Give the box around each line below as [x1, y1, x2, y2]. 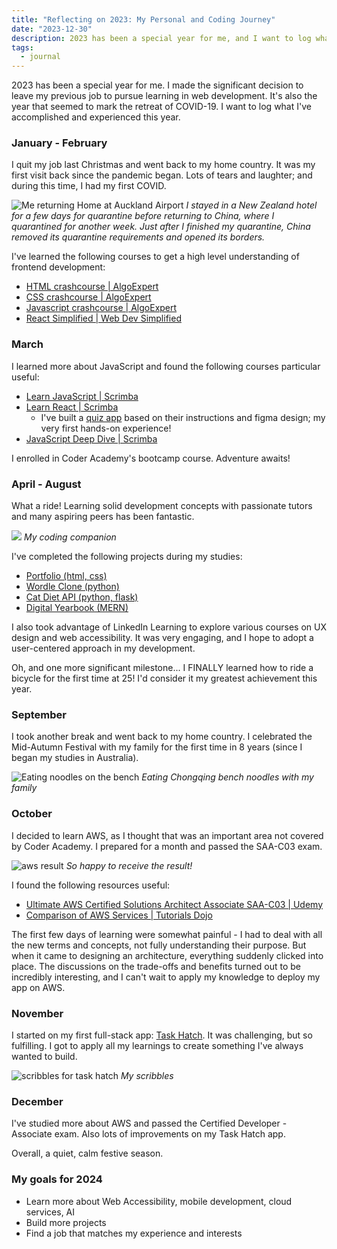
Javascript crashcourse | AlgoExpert [25, 302, 178, 314]
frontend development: [11, 261, 106, 273]
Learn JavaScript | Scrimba [25, 390, 139, 402]
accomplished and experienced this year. [11, 111, 181, 123]
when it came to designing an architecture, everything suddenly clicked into [11, 949, 324, 961]
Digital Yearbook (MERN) [25, 602, 129, 614]
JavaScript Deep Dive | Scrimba [25, 432, 158, 445]
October [11, 807, 53, 821]
